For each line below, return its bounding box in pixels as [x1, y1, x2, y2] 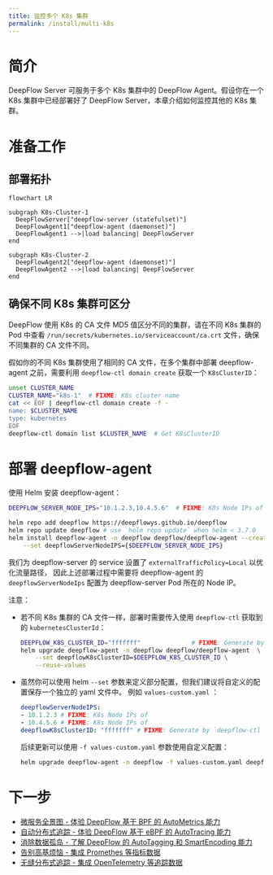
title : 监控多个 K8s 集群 [8, 11, 89, 20]
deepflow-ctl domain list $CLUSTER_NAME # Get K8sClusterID [8, 429, 220, 438]
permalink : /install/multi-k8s [8, 20, 115, 28]
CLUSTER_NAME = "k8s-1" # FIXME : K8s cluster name [8, 392, 180, 400]
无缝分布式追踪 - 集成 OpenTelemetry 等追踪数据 [19, 857, 183, 867]
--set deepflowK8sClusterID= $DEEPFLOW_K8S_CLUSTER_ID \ [35, 654, 228, 662]
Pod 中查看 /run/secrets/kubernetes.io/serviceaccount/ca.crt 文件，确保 [8, 330, 260, 340]
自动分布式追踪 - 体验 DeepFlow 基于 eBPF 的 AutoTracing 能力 [19, 827, 232, 837]
